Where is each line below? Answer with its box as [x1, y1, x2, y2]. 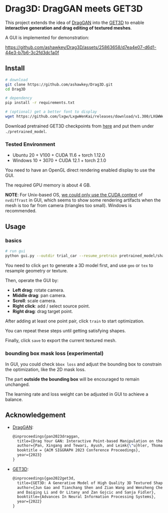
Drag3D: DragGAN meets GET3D [5, 3, 143, 14]
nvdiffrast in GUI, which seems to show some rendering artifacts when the [5, 197, 161, 203]
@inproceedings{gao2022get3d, [12, 475, 76, 480]
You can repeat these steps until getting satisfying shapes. [5, 327, 126, 333]
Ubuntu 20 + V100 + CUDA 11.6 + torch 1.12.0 [12, 152, 105, 158]
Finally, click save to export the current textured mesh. [5, 337, 116, 343]
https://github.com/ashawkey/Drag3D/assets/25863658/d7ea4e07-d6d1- [5, 44, 156, 50]
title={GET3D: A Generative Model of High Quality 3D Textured [17, 480, 151, 485]
